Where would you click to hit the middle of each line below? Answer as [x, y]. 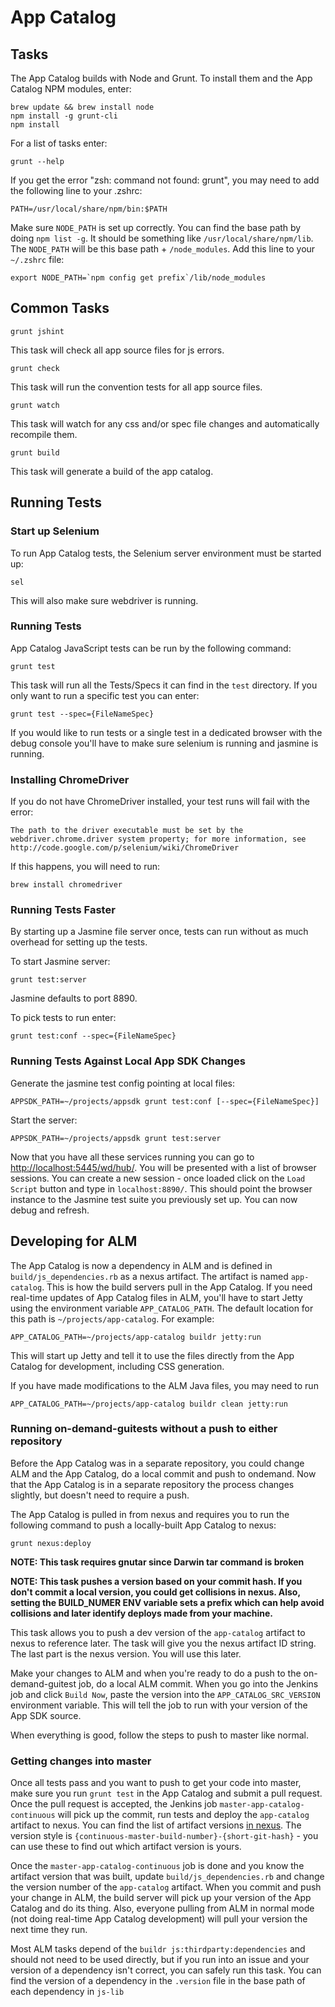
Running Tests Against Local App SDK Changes [128, 1061]
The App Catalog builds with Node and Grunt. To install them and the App [161, 78]
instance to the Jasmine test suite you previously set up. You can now [154, 1199]
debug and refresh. [50, 1210]
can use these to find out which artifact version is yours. [126, 1847]
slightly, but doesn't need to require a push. [100, 1495]
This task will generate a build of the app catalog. [112, 471]
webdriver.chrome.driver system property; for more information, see [158, 839]
